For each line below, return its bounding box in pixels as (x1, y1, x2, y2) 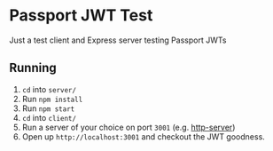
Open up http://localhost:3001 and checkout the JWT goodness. (21, 131, 266, 142)
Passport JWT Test (9, 5, 153, 26)
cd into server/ (21, 83, 77, 94)
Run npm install (21, 93, 83, 104)
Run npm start (21, 103, 75, 114)
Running (9, 60, 58, 75)
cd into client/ (21, 112, 77, 123)
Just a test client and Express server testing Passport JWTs (9, 35, 227, 45)
